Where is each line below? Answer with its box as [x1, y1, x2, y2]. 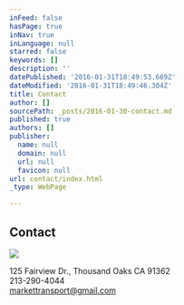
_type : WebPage [9, 183, 67, 192]
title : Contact [9, 89, 67, 98]
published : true [9, 115, 71, 124]
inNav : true [9, 30, 54, 39]
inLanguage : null [9, 38, 75, 48]
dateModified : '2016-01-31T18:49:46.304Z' [9, 81, 172, 90]
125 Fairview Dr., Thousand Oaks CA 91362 [9, 265, 170, 276]
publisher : [9, 132, 51, 141]
